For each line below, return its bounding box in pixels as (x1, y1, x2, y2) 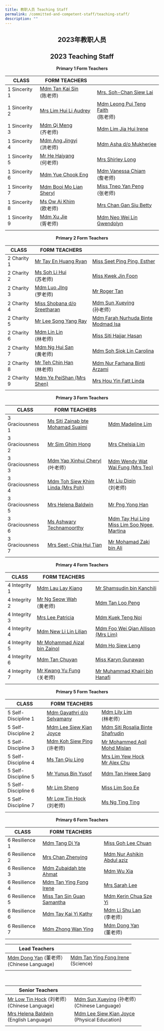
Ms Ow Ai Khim (40, 198, 75, 205)
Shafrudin (102, 730, 124, 737)
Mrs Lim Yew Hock (102, 753, 145, 760)
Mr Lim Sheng (46, 784, 79, 791)
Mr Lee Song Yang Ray (35, 318, 87, 324)
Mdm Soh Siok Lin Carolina (92, 347, 154, 354)
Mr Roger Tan (92, 287, 123, 294)
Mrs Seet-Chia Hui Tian (47, 541, 102, 548)
